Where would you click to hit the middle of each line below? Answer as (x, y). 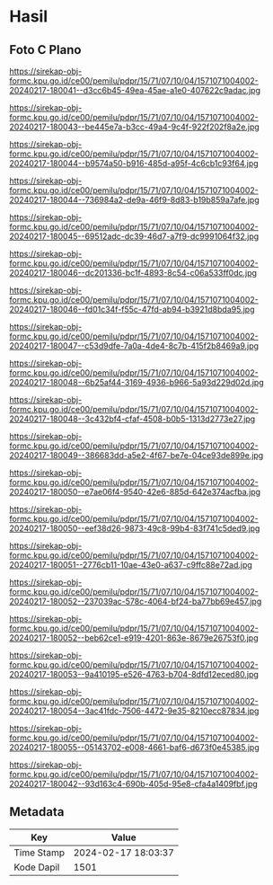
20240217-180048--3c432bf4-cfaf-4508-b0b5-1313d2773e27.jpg (132, 419)
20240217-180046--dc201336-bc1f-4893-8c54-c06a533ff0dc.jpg (133, 273)
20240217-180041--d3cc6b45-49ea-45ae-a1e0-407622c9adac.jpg (135, 90)
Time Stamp (40, 853)
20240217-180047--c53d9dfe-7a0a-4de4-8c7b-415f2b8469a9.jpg (134, 346)
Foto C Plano (45, 50)
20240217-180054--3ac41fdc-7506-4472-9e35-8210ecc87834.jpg (134, 711)
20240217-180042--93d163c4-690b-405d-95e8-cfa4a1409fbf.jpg (133, 784)
